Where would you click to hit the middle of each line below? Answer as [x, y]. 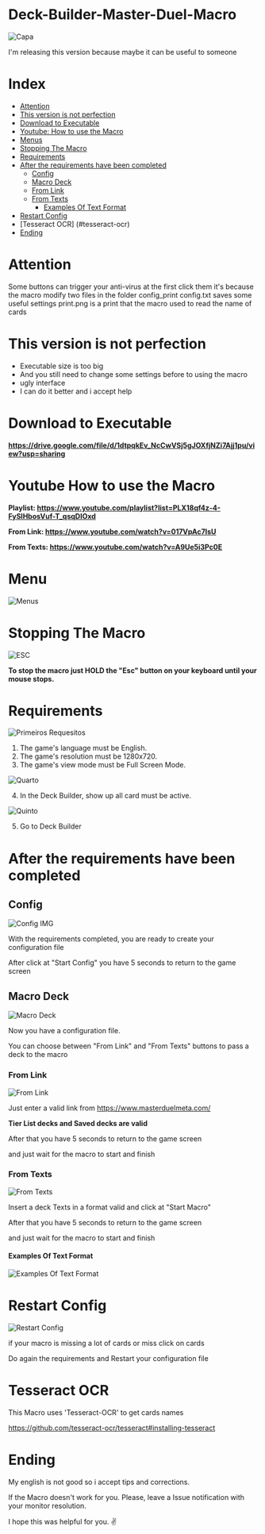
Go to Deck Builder [50, 826]
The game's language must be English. [83, 748]
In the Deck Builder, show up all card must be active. [106, 796]
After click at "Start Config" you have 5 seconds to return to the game [122, 963]
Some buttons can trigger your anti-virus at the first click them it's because [131, 286]
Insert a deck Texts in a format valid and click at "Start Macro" [110, 1207]
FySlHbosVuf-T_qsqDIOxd [52, 516]
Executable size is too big [61, 366]
